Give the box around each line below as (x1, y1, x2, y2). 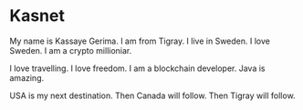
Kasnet (9, 5, 66, 26)
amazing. (9, 72, 44, 83)
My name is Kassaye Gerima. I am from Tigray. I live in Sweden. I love (9, 35, 271, 46)
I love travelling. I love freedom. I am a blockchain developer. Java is (9, 63, 266, 74)
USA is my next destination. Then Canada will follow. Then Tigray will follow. (9, 90, 296, 101)
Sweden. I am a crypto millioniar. (9, 45, 132, 55)
